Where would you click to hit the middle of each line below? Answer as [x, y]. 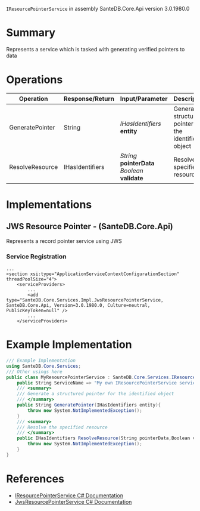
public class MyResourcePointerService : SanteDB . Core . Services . [89, 377]
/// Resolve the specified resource [62, 427]
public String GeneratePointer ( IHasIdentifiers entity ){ [89, 405]
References [35, 479]
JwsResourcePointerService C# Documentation [73, 501]
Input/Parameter [144, 98]
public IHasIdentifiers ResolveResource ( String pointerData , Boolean [104, 438]
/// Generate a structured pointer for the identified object [96, 394]
